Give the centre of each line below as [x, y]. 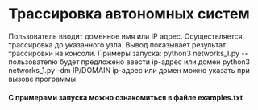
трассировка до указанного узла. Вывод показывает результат [117, 44]
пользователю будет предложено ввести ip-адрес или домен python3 [129, 62]
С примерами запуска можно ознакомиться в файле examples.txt [126, 97]
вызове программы [42, 79]
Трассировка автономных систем [129, 14]
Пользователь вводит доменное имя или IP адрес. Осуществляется [125, 36]
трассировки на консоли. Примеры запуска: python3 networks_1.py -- [128, 53]
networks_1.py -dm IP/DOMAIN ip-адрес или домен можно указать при [129, 70]
